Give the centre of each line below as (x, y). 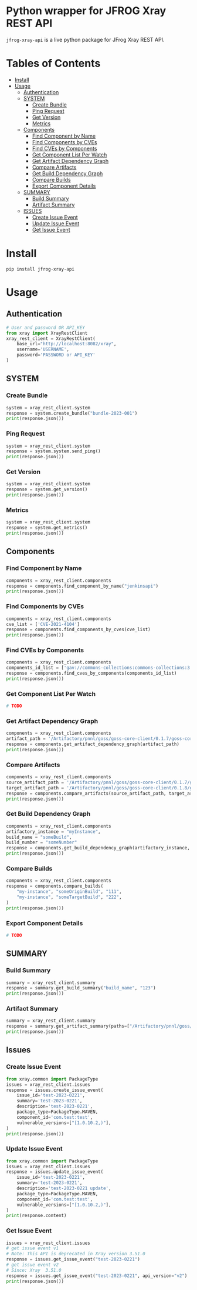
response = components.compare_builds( (55, 886)
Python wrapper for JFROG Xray (86, 11)
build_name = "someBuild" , (39, 837)
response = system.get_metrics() (47, 528)
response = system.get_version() (47, 489)
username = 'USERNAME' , (43, 349)
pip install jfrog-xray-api (40, 269)
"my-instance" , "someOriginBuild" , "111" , (69, 892)
